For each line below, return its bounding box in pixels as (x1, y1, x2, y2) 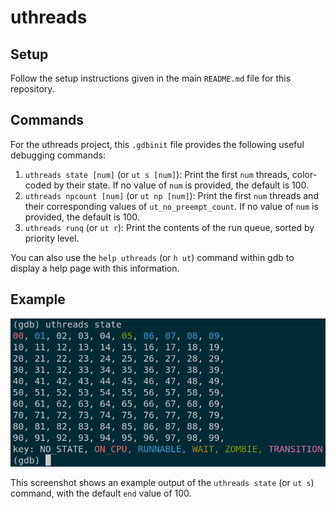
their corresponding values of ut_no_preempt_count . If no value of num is (24, 200, 319, 212)
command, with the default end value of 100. (10, 487, 192, 499)
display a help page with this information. (10, 262, 180, 274)
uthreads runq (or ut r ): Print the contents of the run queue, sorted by (24, 221, 315, 233)
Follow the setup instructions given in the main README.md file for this (10, 72, 292, 84)
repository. (10, 83, 55, 95)
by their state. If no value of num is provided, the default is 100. (53, 179, 310, 191)
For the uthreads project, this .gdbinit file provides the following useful (10, 138, 305, 150)
